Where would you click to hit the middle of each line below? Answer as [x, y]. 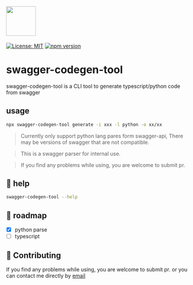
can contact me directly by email [46, 276]
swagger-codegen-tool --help [42, 197]
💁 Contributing [34, 255]
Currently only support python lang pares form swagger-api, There [102, 136]
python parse [31, 230]
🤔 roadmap [27, 215]
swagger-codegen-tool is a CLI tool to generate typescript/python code [93, 86]
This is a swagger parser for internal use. [71, 153]
